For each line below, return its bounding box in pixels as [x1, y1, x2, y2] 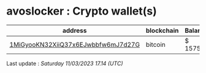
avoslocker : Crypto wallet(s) [6, 4, 158, 18]
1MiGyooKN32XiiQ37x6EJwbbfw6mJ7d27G [9, 40, 140, 49]
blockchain [145, 26, 179, 35]
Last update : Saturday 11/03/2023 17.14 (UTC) [6, 60, 124, 67]
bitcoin [145, 40, 166, 49]
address [62, 26, 87, 35]
